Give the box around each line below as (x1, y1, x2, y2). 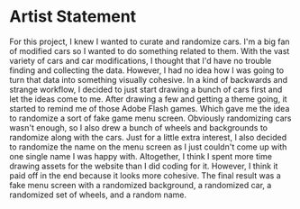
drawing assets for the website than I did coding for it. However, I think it (9, 160, 278, 171)
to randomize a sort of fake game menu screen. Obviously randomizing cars (9, 113, 292, 123)
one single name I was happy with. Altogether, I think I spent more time (9, 150, 273, 161)
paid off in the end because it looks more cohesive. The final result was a (9, 169, 281, 181)
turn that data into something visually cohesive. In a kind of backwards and (9, 74, 288, 85)
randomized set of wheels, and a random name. (9, 189, 187, 200)
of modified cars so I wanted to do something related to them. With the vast (9, 45, 290, 56)
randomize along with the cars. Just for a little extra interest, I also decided (9, 132, 287, 142)
